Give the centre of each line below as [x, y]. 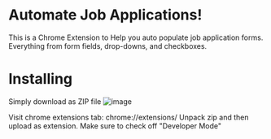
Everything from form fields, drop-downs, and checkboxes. [108, 46]
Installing [41, 79]
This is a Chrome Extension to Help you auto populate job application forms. [136, 37]
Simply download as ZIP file [55, 101]
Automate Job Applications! [105, 15]
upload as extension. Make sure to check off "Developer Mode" [115, 126]
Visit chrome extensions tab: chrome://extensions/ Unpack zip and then [129, 117]
